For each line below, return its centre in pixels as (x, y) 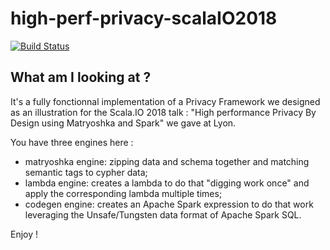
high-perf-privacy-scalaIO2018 (144, 18)
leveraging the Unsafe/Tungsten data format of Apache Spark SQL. (163, 214)
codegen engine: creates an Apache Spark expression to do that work (169, 204)
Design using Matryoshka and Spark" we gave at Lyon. (123, 123)
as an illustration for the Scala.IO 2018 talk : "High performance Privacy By (163, 112)
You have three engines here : (72, 142)
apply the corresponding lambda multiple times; (123, 193)
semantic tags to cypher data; (86, 172)
